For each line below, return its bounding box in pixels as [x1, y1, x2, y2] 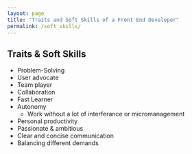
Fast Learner [16, 95, 53, 103]
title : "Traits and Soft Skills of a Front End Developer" [7, 16, 180, 23]
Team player [16, 81, 53, 89]
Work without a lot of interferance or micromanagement [27, 110, 185, 118]
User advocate [16, 73, 60, 82]
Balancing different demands [16, 139, 99, 147]
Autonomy [16, 103, 47, 111]
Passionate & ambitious [16, 125, 84, 133]
